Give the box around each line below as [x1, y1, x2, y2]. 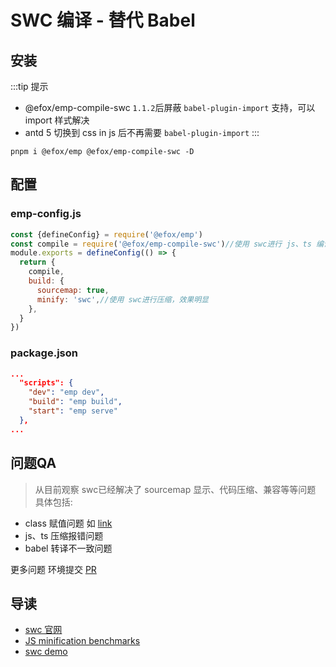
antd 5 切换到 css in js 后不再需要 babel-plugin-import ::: [24, 127, 260, 138]
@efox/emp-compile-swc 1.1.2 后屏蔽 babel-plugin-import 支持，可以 [24, 102, 316, 113]
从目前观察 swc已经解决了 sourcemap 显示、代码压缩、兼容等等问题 [34, 483, 317, 495]
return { [19, 257, 56, 268]
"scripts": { [19, 378, 74, 388]
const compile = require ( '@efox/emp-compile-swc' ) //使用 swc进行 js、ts [10, 239, 312, 249]
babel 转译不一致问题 [24, 542, 113, 554]
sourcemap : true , [36, 285, 110, 295]
